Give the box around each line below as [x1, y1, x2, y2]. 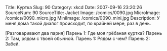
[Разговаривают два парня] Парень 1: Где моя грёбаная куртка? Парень [5, 30, 162, 36]
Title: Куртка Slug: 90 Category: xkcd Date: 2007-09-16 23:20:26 [5, 5, 143, 10]
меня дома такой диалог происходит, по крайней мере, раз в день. [5, 20, 151, 26]
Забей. [5, 41, 20, 47]
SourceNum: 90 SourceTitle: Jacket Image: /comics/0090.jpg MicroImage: [5, 10, 160, 16]
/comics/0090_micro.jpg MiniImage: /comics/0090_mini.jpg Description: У [5, 15, 160, 21]
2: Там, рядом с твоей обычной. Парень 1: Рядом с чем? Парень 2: [5, 35, 150, 41]
